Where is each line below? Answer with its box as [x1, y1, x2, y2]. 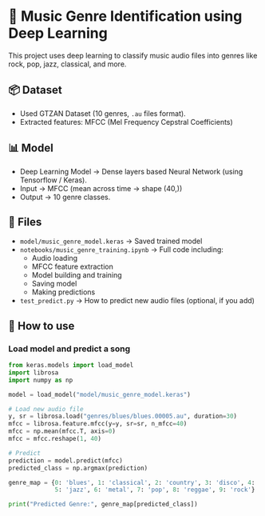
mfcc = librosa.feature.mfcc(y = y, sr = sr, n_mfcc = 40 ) [8, 420, 188, 428]
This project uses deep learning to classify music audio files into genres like [8, 50, 258, 60]
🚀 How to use [8, 319, 75, 333]
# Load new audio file [8, 405, 84, 413]
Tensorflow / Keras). [19, 175, 88, 185]
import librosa [8, 368, 59, 377]
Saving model [31, 279, 77, 289]
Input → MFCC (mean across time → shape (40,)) [19, 183, 183, 193]
